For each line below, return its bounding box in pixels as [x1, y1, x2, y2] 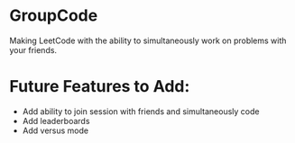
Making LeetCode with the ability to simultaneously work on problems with [9, 35, 287, 46]
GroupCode [9, 5, 98, 26]
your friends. [9, 44, 57, 55]
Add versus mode [22, 125, 88, 136]
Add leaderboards [22, 115, 90, 126]
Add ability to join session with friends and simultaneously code [22, 105, 260, 117]
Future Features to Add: [9, 76, 190, 97]
